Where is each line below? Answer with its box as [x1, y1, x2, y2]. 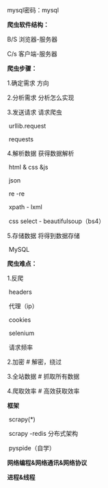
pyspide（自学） [8, 444, 56, 452]
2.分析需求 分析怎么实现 [7, 93, 75, 102]
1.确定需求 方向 [7, 79, 49, 87]
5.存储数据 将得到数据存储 [7, 232, 80, 240]
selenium [8, 329, 35, 337]
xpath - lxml [8, 203, 43, 211]
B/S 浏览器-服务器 [7, 35, 58, 43]
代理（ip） [8, 302, 38, 310]
